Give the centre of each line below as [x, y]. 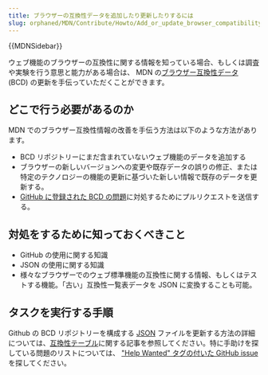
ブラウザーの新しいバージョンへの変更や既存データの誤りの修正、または [138, 167]
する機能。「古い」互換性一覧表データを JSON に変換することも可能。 [142, 285]
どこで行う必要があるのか [71, 109]
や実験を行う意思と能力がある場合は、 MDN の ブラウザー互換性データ [124, 72]
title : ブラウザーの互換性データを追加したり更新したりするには [101, 16]
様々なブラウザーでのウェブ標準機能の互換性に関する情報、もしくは [131, 275]
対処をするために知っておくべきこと [97, 234]
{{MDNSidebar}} [35, 45]
